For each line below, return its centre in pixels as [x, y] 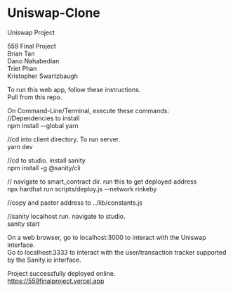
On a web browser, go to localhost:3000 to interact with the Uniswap [107, 237]
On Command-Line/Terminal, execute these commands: [88, 110]
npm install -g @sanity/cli [44, 167]
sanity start [24, 224]
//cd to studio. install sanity [46, 160]
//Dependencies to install [44, 118]
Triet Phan [22, 68]
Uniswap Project [31, 32]
